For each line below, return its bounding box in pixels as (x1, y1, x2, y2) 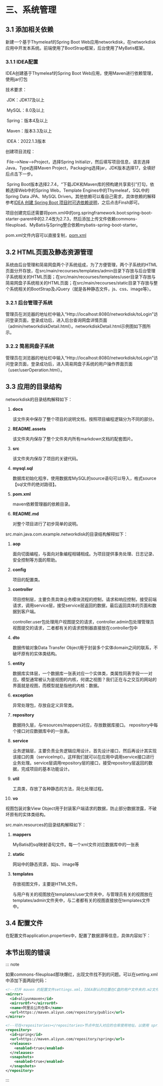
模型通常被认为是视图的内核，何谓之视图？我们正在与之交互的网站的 (21, 676, 157, 682)
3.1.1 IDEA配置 (5, 58, 38, 65)
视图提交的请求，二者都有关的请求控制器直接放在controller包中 (12, 625, 138, 631)
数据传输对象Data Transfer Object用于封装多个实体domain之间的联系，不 (12, 644, 158, 651)
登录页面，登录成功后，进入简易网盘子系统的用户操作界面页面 (9, 361, 133, 367)
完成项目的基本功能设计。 (21, 766, 72, 772)
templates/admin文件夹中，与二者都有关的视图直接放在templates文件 (12, 897, 150, 903)
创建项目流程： (5, 149, 35, 154)
